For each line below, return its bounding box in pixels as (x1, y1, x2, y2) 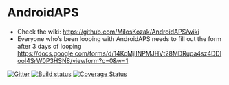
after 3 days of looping (17, 42, 82, 50)
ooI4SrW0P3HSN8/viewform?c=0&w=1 (17, 56, 129, 64)
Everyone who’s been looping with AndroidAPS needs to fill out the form (17, 34, 222, 42)
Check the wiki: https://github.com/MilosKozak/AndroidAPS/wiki (17, 27, 199, 36)
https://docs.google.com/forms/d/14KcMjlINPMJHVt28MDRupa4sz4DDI (17, 49, 222, 58)
